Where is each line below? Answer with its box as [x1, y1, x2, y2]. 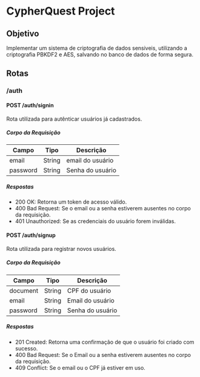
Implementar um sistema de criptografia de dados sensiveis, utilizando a [6, 44, 188, 52]
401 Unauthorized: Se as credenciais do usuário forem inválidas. [15, 218, 176, 225]
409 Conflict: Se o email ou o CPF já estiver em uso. [15, 364, 145, 371]
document [9, 286, 39, 295]
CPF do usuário [67, 286, 112, 295]
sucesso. [15, 344, 38, 352]
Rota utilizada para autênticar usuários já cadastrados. [6, 115, 142, 122]
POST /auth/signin [6, 101, 54, 108]
